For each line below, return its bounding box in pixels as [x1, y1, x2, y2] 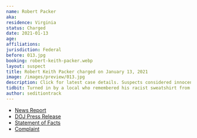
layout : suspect [6, 63, 46, 69]
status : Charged [6, 25, 46, 31]
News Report [14, 106, 47, 113]
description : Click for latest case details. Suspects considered [6, 80, 172, 86]
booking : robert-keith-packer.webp [6, 58, 93, 63]
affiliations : [6, 42, 41, 48]
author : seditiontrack [6, 90, 62, 96]
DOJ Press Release [14, 113, 62, 120]
